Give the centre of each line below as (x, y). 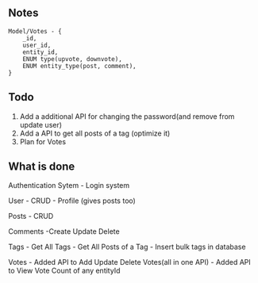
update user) (40, 124)
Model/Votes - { (35, 31)
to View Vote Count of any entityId (64, 271)
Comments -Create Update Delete (64, 231)
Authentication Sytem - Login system (69, 185)
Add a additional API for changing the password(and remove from (127, 116)
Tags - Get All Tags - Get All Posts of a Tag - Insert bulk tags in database (127, 247)
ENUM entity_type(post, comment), (79, 66)
